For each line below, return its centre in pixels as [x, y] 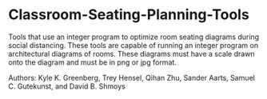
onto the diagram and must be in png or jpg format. [93, 62]
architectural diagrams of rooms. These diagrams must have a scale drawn [132, 53]
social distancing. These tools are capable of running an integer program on [133, 45]
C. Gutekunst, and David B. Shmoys [67, 86]
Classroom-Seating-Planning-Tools [129, 15]
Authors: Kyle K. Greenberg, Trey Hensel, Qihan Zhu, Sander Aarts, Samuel [132, 77]
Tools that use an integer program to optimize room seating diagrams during [134, 37]
